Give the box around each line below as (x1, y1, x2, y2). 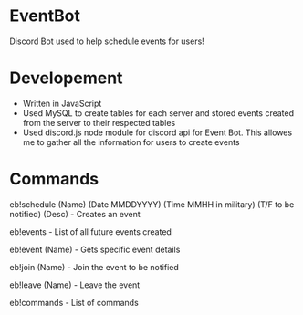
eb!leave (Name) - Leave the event (9, 279, 141, 290)
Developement (9, 68, 123, 89)
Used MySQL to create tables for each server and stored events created (22, 107, 295, 119)
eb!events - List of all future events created (9, 226, 172, 237)
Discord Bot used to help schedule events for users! (9, 36, 205, 47)
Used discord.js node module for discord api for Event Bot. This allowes (22, 127, 293, 138)
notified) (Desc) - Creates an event (9, 208, 141, 219)
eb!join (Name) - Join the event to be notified (9, 261, 180, 272)
